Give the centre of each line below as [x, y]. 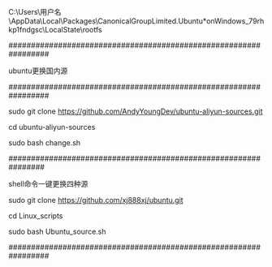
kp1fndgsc [26, 30]
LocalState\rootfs [73, 30]
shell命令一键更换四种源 [48, 184]
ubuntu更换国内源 [38, 71]
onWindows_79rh [235, 21]
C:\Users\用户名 [35, 12]
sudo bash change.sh [45, 143]
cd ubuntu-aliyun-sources [52, 127]
